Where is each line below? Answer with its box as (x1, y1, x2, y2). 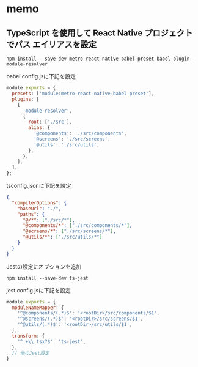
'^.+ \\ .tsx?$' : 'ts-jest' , (17, 338, 86, 344)
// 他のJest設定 (12, 350, 50, 356)
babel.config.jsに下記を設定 (6, 73, 76, 80)
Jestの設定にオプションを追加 (6, 262, 82, 270)
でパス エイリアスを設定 (6, 39, 97, 50)
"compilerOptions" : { (12, 199, 67, 206)
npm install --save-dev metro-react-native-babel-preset (6, 56, 155, 62)
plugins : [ (12, 96, 40, 102)
